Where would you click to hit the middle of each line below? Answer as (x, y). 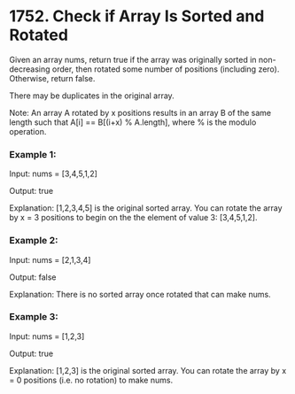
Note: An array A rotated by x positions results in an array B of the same (140, 112)
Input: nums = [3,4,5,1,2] (53, 174)
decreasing (30, 69)
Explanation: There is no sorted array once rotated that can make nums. (140, 294)
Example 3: (34, 317)
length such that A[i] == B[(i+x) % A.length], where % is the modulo (133, 122)
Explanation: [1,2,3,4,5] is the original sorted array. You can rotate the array (146, 208)
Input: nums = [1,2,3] (47, 336)
